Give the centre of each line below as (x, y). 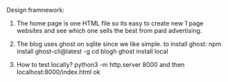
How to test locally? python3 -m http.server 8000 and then (100, 64)
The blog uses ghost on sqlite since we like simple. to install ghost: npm (119, 44)
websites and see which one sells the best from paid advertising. (109, 31)
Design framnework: (36, 10)
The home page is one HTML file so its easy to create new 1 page (110, 23)
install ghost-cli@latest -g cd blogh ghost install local (92, 51)
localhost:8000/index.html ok (59, 72)
